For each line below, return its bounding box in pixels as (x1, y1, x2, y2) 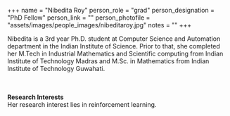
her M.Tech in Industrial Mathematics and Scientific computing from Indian (7, 49, 224, 58)
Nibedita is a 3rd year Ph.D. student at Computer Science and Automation (7, 34, 221, 43)
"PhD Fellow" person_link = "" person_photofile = (7, 13, 151, 22)
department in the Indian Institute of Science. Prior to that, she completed (7, 42, 220, 50)
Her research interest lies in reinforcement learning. (7, 101, 157, 108)
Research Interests (7, 93, 64, 101)
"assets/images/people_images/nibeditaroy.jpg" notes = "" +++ (7, 21, 192, 29)
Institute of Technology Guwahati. (7, 65, 106, 72)
